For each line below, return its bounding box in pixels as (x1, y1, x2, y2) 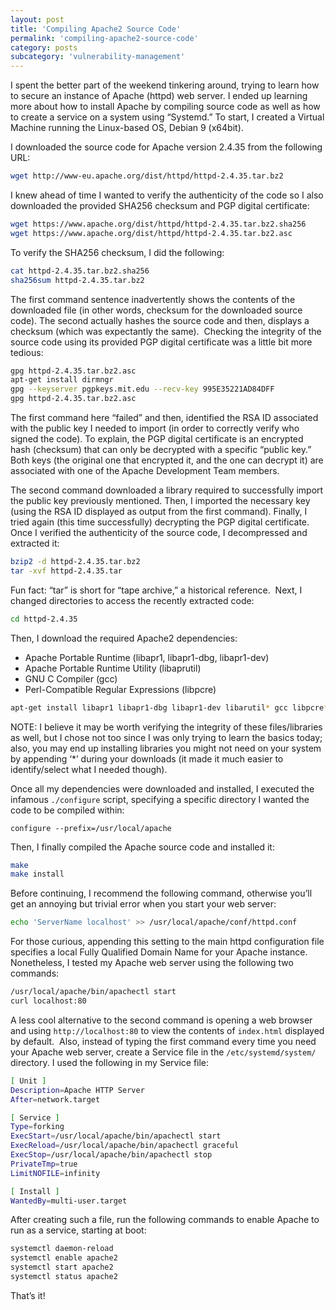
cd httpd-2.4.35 (10, 614, 78, 624)
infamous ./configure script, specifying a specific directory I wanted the (10, 793, 310, 805)
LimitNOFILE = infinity (10, 1168, 101, 1178)
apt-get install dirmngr (10, 375, 114, 385)
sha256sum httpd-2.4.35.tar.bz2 (10, 275, 145, 285)
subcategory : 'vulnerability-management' (10, 52, 186, 62)
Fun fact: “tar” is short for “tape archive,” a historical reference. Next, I (10, 584, 303, 596)
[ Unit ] (10, 1076, 47, 1086)
